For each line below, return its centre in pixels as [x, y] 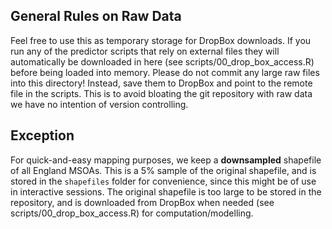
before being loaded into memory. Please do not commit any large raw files [165, 72]
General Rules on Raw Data [96, 16]
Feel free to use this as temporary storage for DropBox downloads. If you [161, 40]
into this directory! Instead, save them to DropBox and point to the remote [161, 83]
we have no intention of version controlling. [99, 104]
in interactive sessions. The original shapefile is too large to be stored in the [166, 191]
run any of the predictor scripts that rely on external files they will [145, 51]
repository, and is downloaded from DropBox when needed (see [142, 202]
